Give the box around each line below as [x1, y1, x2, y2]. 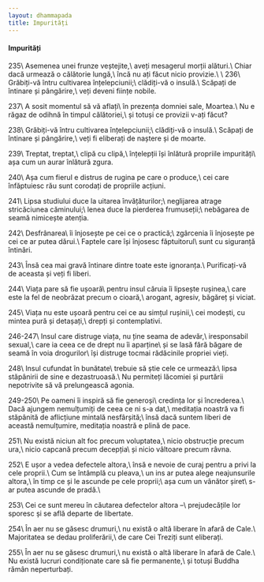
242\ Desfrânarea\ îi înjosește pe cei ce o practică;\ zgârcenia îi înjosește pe [8, 228, 255, 238]
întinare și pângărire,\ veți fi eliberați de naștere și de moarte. [8, 133, 206, 143]
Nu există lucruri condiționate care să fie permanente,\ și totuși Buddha [8, 556, 240, 565]
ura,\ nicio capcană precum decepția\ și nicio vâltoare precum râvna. [8, 444, 232, 454]
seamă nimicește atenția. [8, 212, 89, 222]
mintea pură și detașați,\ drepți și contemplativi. [8, 316, 163, 325]
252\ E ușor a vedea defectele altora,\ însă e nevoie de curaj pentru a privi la [8, 460, 257, 469]
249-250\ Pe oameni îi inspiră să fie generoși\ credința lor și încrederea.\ [8, 396, 244, 405]
